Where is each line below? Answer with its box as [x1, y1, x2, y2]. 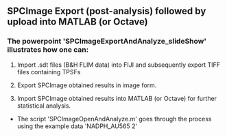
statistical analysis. [16, 102, 71, 110]
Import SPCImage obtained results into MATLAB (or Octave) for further [16, 94, 217, 102]
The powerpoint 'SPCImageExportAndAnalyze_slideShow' [7, 37, 207, 46]
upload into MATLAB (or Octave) [7, 16, 149, 28]
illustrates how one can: [7, 45, 89, 55]
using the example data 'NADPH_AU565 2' [16, 122, 138, 130]
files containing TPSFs [16, 67, 81, 76]
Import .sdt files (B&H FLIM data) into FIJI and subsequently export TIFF [16, 61, 221, 69]
